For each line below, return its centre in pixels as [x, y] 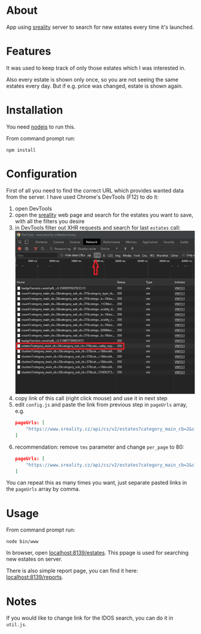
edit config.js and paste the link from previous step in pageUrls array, [101, 405]
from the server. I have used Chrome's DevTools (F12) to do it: [83, 197]
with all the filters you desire [50, 221]
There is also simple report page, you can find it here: [72, 571]
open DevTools [33, 208]
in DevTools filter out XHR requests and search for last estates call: [98, 227]
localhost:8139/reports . [35, 577]
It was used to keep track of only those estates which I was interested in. [96, 68]
